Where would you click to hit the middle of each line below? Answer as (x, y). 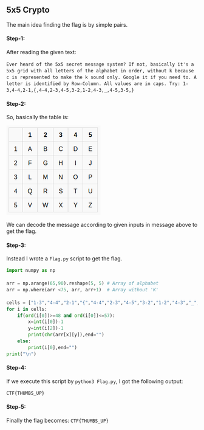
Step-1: (16, 38)
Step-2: (16, 103)
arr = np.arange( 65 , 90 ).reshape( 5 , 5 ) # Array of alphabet (83, 283)
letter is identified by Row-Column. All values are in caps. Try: (93, 84)
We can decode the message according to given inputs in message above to (102, 225)
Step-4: (16, 368)
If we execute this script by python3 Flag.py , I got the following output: (95, 381)
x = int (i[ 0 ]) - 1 (46, 322)
